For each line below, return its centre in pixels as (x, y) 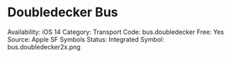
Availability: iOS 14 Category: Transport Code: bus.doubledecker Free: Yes (116, 32)
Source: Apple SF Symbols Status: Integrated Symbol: (86, 39)
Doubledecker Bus (63, 12)
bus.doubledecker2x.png (44, 47)
